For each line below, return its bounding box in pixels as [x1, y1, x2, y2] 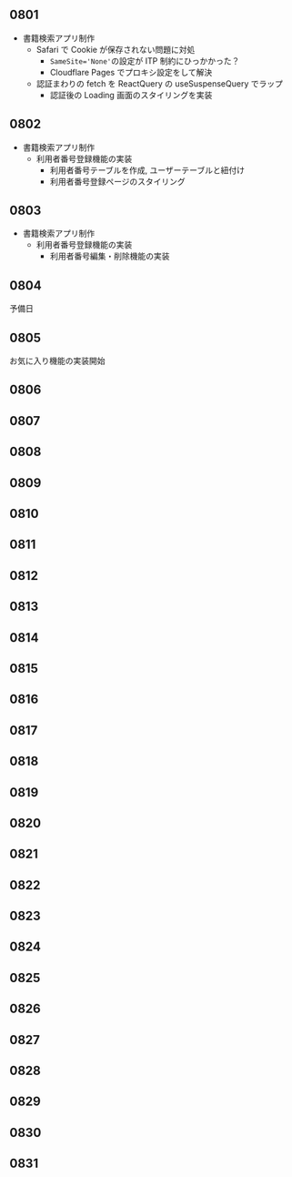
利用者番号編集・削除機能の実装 [49, 250, 170, 262]
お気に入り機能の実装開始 [9, 355, 106, 367]
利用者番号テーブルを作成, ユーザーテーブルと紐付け [49, 164, 246, 176]
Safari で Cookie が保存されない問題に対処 [35, 44, 196, 55]
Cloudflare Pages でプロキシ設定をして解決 [49, 66, 213, 77]
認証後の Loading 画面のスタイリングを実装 [49, 89, 213, 100]
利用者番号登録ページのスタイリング [49, 176, 186, 187]
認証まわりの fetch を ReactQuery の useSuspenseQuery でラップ [35, 77, 284, 89]
